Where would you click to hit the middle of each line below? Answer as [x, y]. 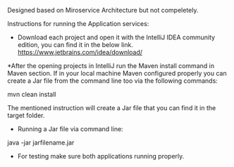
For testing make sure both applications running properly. [101, 156]
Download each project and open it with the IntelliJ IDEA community [116, 37]
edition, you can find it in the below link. [75, 45]
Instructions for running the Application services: [78, 24]
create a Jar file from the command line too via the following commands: [113, 81]
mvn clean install [32, 94]
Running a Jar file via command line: [70, 129]
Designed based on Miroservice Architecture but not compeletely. [103, 10]
